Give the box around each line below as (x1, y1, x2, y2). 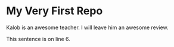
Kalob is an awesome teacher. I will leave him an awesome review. (6, 24, 169, 31)
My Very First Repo (6, 4, 103, 18)
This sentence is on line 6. (6, 35, 70, 42)
